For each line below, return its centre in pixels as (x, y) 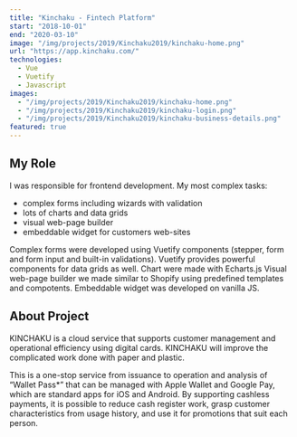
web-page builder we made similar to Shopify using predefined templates (147, 278)
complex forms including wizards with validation (112, 203)
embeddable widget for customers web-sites (106, 232)
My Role (33, 164)
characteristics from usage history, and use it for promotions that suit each (148, 413)
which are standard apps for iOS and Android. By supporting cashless (139, 394)
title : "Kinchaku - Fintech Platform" (82, 18)
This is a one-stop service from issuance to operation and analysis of (139, 375)
